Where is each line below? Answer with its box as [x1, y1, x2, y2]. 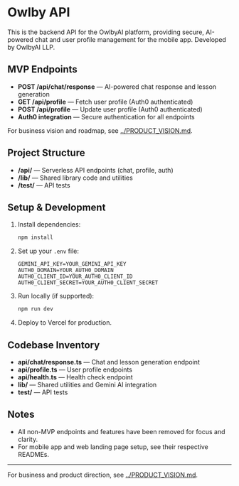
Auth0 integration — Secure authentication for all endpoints [17, 112, 195, 121]
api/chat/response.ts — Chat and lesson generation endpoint [17, 357, 201, 366]
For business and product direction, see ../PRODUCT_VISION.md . [7, 470, 198, 479]
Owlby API [7, 4, 70, 21]
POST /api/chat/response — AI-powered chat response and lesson [17, 82, 217, 91]
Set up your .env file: [17, 247, 80, 256]
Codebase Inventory [7, 339, 100, 351]
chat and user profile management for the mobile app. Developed [34, 35, 226, 43]
